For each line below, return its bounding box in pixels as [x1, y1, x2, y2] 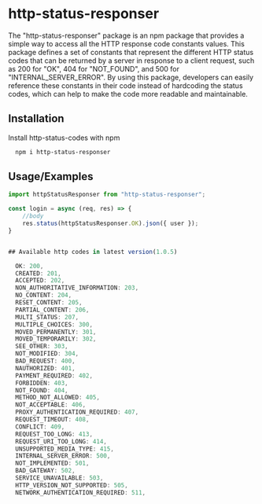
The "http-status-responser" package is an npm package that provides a [8, 31, 245, 40]
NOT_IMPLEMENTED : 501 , [15, 459, 90, 468]
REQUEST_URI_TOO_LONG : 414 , [15, 437, 108, 445]
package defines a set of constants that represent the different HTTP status [8, 47, 254, 57]
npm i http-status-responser [15, 148, 111, 156]
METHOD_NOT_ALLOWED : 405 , [15, 394, 101, 402]
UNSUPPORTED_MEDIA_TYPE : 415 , [15, 445, 114, 453]
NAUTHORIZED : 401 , [15, 364, 76, 372]
